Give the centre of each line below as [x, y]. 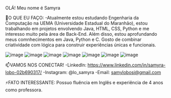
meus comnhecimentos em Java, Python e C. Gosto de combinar [73, 39]
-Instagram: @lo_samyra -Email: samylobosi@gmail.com [102, 72]
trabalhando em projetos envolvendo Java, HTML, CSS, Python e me [77, 29]
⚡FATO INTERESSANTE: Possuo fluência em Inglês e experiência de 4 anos [84, 82]
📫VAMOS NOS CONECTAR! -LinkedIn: [46, 65]
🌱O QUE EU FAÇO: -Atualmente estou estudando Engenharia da [72, 18]
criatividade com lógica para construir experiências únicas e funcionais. [81, 45]
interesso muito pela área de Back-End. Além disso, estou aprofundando [81, 34]
